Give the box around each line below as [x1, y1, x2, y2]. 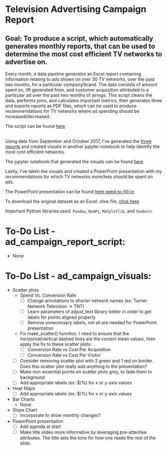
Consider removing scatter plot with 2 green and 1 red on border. [19, 358, 153, 364]
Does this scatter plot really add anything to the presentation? [19, 363, 147, 369]
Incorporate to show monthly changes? [19, 412, 101, 418]
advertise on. [5, 58, 47, 66]
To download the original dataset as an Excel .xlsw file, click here [5, 198, 139, 204]
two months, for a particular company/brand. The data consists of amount [5, 82, 157, 87]
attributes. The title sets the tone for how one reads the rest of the [19, 434, 156, 440]
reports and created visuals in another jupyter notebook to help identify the [5, 144, 160, 149]
